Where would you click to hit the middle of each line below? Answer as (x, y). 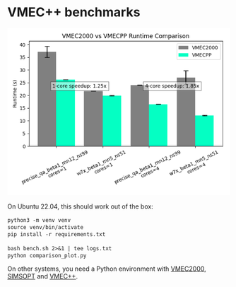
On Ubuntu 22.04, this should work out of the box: (80, 206)
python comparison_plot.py (47, 255)
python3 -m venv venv (39, 220)
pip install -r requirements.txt (57, 234)
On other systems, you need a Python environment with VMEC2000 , (107, 269)
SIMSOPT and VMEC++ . (43, 276)
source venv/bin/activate (45, 227)
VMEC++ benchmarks (74, 12)
